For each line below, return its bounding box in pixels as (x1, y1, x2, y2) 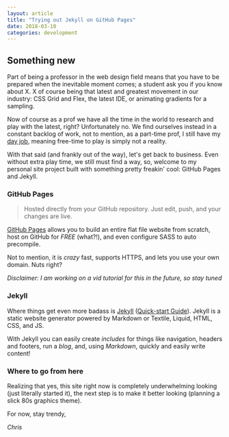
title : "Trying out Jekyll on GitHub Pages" (7, 16, 136, 23)
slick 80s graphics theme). (7, 396, 82, 405)
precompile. (7, 240, 41, 248)
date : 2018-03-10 (7, 23, 57, 29)
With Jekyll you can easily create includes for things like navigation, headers (7, 334, 223, 343)
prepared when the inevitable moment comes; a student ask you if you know (7, 80, 223, 88)
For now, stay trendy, (7, 410, 66, 418)
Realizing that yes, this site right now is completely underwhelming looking (7, 381, 217, 390)
